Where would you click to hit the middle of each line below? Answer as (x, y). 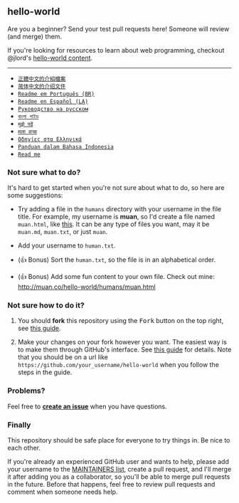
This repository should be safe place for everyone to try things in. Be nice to (119, 440)
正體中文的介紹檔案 (42, 79)
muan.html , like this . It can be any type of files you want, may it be (113, 224)
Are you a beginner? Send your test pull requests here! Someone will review (118, 28)
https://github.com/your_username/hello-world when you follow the (118, 365)
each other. (24, 448)
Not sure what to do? (44, 172)
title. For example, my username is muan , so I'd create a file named (116, 217)
